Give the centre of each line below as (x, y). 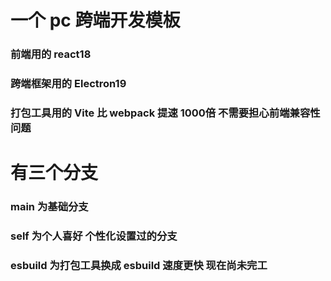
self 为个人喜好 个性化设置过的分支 (94, 236)
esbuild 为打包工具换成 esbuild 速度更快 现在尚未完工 (139, 265)
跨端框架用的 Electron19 (68, 84)
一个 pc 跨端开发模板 (95, 20)
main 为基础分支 (49, 207)
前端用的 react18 (51, 54)
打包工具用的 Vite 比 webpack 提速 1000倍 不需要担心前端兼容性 (165, 113)
